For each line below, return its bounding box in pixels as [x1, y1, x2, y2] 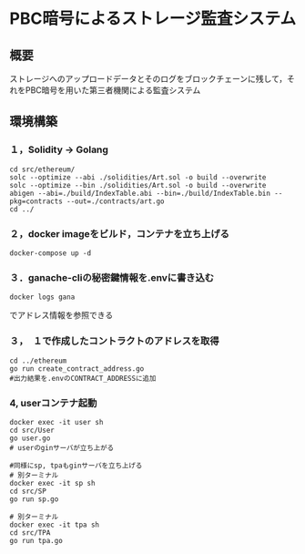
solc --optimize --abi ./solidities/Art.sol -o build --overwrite [9, 172, 267, 182]
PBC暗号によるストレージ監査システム [9, 8, 297, 29]
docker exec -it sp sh [9, 478, 96, 487]
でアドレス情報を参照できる [9, 310, 114, 321]
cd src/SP [9, 487, 47, 496]
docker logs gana [9, 292, 76, 302]
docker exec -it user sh [9, 417, 104, 426]
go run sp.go [9, 494, 59, 504]
